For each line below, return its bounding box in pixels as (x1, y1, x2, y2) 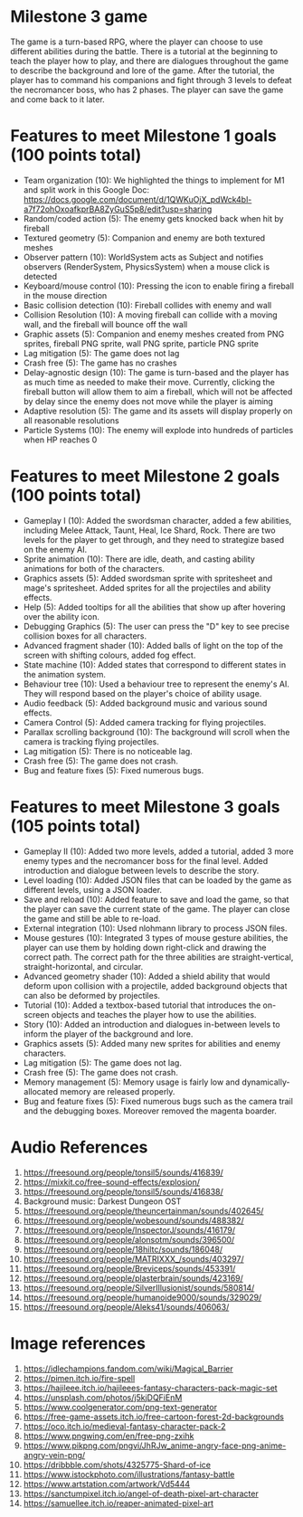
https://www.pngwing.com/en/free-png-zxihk (23, 1430, 194, 1441)
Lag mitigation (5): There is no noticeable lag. (23, 745, 193, 756)
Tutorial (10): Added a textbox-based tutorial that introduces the (23, 1000, 261, 1010)
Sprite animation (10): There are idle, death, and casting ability (23, 554, 256, 564)
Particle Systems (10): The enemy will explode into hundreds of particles (23, 424, 294, 435)
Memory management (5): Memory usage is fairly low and (23, 1076, 241, 1087)
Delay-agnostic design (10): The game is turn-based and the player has (23, 366, 289, 377)
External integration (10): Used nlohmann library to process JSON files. (23, 923, 288, 934)
